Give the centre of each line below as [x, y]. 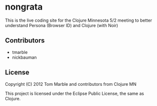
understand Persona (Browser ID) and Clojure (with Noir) [62, 25]
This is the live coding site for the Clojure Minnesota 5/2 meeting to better [78, 20]
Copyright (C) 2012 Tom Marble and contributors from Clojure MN [71, 84]
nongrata [24, 7]
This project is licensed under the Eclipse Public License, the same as [75, 93]
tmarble [20, 52]
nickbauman [24, 57]
